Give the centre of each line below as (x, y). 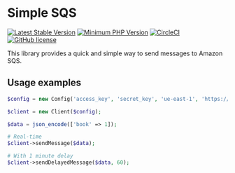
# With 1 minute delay (40, 156)
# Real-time (24, 137)
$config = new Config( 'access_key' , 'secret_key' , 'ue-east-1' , (103, 99)
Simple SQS (42, 13)
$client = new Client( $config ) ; (54, 111)
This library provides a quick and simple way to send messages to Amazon (115, 53)
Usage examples (44, 83)
